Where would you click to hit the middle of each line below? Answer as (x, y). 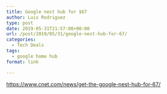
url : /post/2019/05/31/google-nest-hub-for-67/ (67, 34)
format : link (23, 62)
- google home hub (35, 56)
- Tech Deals (28, 46)
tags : (13, 51)
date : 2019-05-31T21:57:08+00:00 (48, 28)
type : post (20, 23)
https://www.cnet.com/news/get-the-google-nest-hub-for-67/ (83, 84)
